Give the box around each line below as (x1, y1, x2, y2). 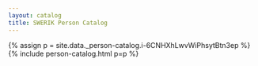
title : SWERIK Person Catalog (8, 19, 108, 27)
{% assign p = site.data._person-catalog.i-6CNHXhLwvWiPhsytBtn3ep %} (8, 40, 251, 49)
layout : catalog (8, 11, 62, 20)
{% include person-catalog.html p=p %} (8, 49, 139, 58)
